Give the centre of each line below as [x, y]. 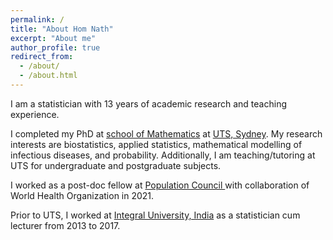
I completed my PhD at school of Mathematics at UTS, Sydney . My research [166, 133]
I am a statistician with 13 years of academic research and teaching [148, 103]
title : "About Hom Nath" [62, 29]
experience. [35, 114]
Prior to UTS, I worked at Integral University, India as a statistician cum [155, 215]
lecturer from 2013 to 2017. [65, 225]
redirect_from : [42, 57]
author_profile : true [55, 47]
